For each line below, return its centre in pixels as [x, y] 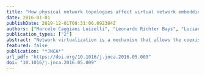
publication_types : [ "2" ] [39, 34]
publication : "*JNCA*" [35, 51]
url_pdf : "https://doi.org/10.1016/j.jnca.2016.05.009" [79, 57]
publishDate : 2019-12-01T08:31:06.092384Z [61, 23]
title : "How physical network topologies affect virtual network [91, 12]
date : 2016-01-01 [28, 18]
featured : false [27, 46]
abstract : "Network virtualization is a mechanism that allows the [94, 40]
